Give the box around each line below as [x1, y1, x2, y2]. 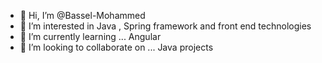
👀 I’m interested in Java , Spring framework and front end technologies [19, 20, 312, 32]
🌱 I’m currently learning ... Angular [19, 31, 162, 42]
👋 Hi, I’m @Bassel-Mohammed [19, 10, 146, 21]
